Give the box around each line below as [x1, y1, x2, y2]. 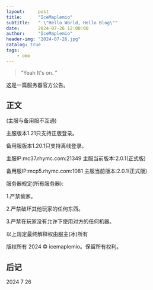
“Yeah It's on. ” [20, 69, 58, 76]
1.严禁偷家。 [6, 193, 36, 200]
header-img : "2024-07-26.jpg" [6, 36, 81, 42]
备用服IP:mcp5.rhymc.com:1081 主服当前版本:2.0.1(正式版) [6, 167, 148, 175]
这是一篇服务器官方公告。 [6, 81, 69, 88]
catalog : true [6, 42, 42, 48]
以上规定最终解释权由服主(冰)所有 [6, 231, 88, 238]
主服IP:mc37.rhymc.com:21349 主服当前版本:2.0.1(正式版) [6, 155, 146, 162]
